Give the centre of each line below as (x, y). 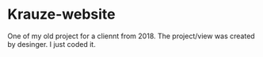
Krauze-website (61, 14)
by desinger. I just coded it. (51, 44)
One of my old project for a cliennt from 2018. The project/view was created (131, 36)
